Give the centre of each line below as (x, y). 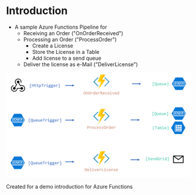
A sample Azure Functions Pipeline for (61, 27)
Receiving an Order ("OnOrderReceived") (73, 33)
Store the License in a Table (66, 52)
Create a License (53, 46)
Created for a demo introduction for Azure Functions (70, 187)
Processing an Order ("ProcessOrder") (70, 39)
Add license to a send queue (67, 58)
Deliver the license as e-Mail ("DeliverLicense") (80, 64)
